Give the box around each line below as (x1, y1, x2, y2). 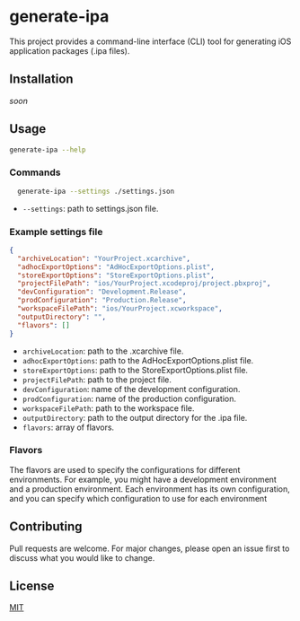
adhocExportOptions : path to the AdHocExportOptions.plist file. (22, 354, 254, 365)
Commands (9, 166, 61, 179)
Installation (9, 72, 74, 87)
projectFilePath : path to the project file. (22, 374, 172, 385)
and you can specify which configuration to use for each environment (9, 493, 268, 503)
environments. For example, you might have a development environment (9, 474, 277, 485)
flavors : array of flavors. (22, 422, 115, 433)
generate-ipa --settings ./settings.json (17, 187, 175, 196)
